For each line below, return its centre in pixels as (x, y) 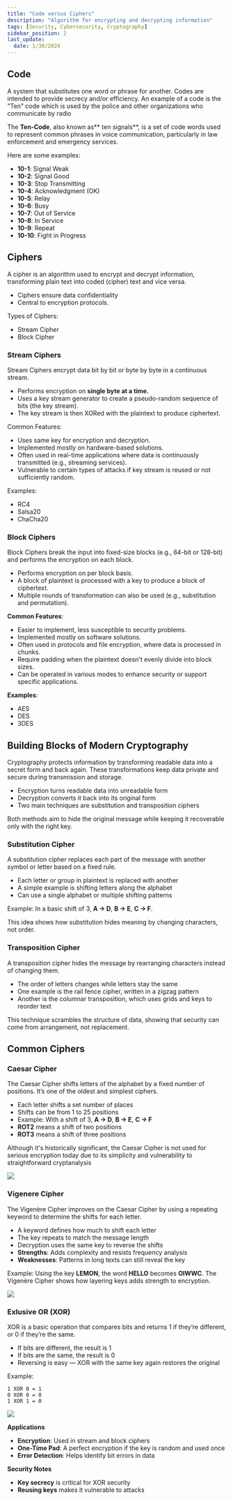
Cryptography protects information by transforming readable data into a (110, 762)
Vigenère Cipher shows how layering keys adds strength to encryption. (109, 1281)
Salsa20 (29, 511)
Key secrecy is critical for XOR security (74, 1482)
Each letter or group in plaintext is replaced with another (98, 881)
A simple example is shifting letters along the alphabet (95, 888)
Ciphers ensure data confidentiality (67, 295)
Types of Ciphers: (33, 316)
